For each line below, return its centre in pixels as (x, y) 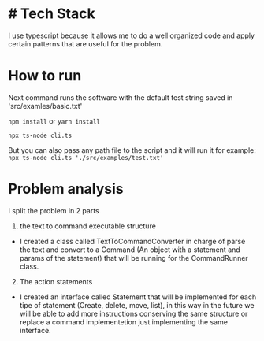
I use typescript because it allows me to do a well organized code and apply (131, 35)
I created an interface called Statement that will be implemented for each (138, 297)
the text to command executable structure (87, 226)
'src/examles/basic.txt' (45, 106)
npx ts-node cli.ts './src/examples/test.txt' (86, 158)
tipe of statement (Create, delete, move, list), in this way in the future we (137, 305)
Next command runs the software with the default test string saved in (121, 97)
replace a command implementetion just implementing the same (124, 322)
